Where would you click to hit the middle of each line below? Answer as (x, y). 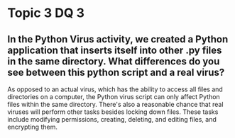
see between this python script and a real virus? (116, 72)
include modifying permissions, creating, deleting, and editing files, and (112, 119)
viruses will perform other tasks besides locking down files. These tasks (113, 112)
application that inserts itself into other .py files (115, 50)
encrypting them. (33, 127)
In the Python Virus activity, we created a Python (118, 39)
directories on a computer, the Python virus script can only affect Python (114, 97)
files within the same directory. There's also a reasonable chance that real (115, 104)
